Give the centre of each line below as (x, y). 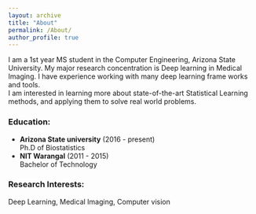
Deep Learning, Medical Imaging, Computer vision (90, 201)
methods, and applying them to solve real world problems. (102, 101)
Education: (29, 122)
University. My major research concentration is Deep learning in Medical (125, 68)
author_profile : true (44, 37)
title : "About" (33, 23)
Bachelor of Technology (59, 164)
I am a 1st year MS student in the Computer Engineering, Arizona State (122, 60)
